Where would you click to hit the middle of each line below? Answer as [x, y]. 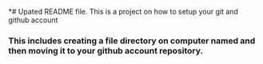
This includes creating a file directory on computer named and [132, 41]
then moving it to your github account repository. [106, 50]
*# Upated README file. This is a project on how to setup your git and [123, 12]
